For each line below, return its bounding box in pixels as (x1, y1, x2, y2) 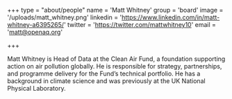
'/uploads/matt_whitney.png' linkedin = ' (7, 13, 122, 21)
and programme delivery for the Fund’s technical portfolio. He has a (7, 69, 201, 78)
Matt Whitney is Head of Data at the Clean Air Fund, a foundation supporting (7, 55, 226, 63)
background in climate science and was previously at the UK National (7, 77, 206, 85)
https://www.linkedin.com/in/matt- (121, 13, 220, 21)
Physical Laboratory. (7, 84, 66, 92)
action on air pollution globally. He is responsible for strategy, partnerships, (7, 62, 222, 70)
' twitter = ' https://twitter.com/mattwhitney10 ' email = (63, 21, 217, 28)
